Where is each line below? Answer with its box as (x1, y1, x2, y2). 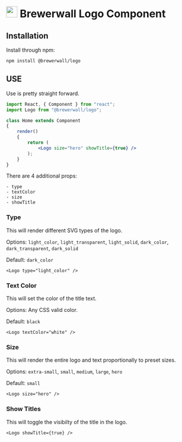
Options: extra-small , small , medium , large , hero (6, 368, 123, 375)
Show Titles (6, 405, 41, 413)
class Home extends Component (6, 118, 81, 124)
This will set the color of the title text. (6, 295, 97, 302)
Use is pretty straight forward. (6, 90, 80, 97)
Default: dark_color (6, 256, 54, 263)
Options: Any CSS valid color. (6, 307, 78, 314)
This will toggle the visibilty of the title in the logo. (6, 418, 127, 425)
